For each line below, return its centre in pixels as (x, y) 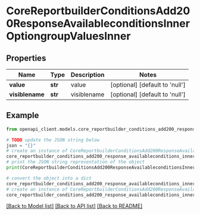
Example (23, 116)
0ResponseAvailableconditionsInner (98, 23)
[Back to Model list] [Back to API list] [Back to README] (74, 206)
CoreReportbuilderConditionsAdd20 (98, 11)
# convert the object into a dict (49, 178)
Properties (26, 58)
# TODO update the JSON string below (53, 140)
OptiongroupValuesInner (68, 36)
